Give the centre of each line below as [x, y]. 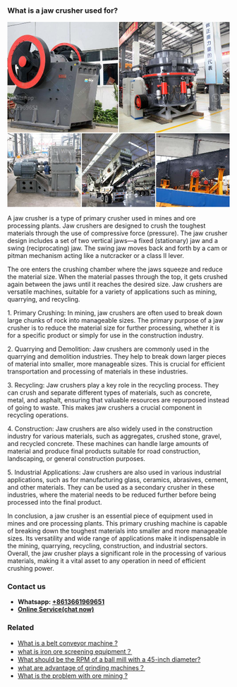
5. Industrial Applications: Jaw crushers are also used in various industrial [114, 472]
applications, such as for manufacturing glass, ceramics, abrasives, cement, [118, 479]
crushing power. [31, 568]
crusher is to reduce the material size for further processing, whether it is [114, 328]
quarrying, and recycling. [44, 299]
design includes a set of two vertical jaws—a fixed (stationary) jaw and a [113, 240]
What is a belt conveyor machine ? [68, 643]
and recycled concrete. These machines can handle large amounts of [108, 443]
